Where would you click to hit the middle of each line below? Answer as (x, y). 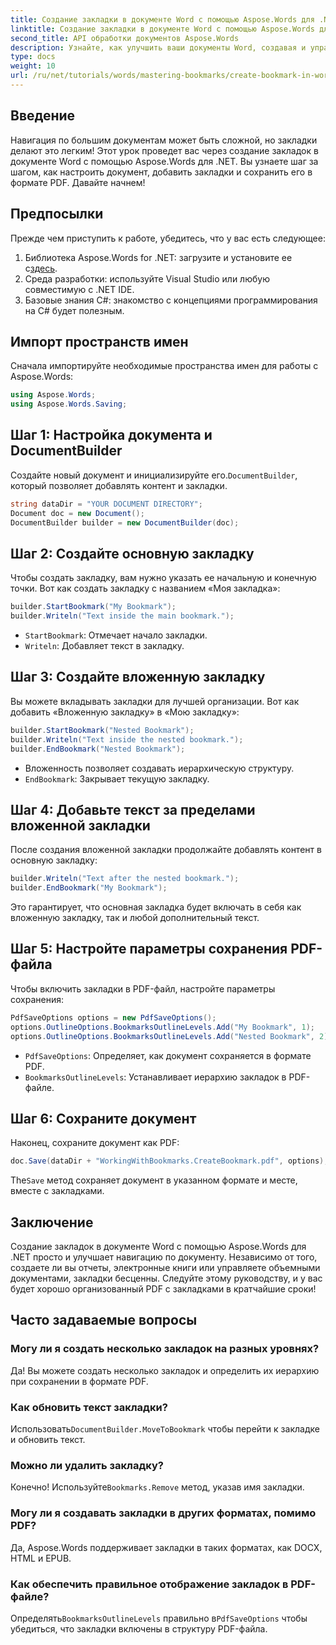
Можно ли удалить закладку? (87, 1465)
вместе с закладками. (57, 1191)
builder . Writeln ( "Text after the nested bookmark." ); (125, 879)
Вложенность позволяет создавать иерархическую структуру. (159, 768)
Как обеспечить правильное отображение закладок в (149, 1584)
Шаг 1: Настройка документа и (111, 435)
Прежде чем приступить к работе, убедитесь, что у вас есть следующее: (168, 238)
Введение (43, 116)
